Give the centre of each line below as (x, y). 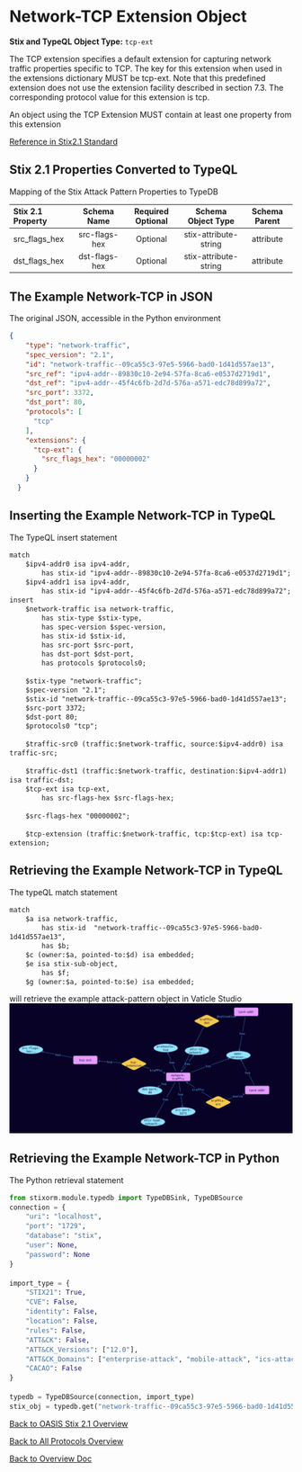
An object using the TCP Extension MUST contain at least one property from (151, 114)
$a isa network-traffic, (72, 919)
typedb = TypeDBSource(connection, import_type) (102, 1397)
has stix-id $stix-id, (84, 636)
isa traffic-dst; (42, 780)
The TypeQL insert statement (63, 537)
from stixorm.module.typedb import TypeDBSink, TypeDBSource (126, 1198)
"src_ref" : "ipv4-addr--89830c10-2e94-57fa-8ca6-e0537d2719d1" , (148, 374)
